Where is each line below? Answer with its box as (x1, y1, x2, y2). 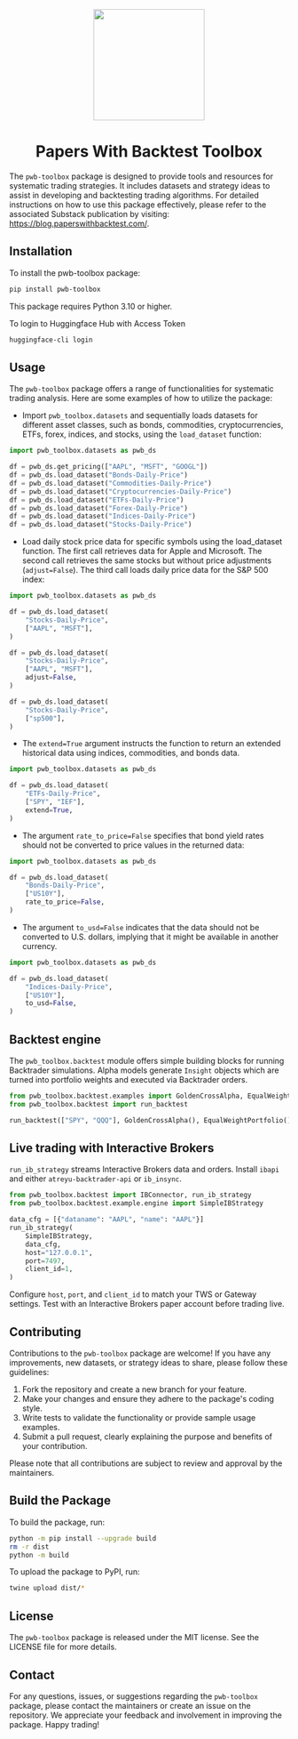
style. (21, 1403, 43, 1413)
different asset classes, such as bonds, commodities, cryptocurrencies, (21, 420, 284, 431)
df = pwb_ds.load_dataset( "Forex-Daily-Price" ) (9, 503, 189, 512)
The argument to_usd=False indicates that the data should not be (21, 922, 260, 932)
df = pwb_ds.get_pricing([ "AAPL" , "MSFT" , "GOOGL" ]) (9, 463, 208, 471)
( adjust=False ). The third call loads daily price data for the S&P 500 (21, 565, 269, 576)
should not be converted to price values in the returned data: (21, 840, 245, 850)
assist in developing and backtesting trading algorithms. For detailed (9, 189, 260, 200)
